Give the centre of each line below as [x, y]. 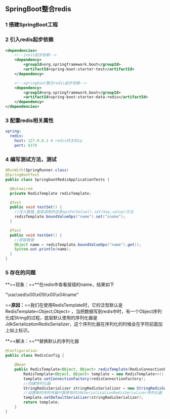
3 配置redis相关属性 [30, 120]
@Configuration [21, 351]
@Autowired [21, 189]
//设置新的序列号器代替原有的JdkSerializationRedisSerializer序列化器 [93, 393]
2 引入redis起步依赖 [30, 39]
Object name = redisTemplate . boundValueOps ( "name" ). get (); [78, 244]
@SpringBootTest [22, 175]
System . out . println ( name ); [43, 249]
